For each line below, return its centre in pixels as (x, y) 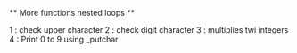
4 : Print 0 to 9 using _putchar (64, 39)
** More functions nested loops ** (72, 13)
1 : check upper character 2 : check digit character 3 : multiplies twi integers (149, 30)
